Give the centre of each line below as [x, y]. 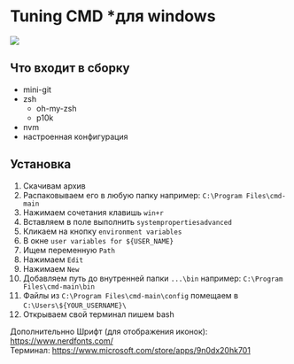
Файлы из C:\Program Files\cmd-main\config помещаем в [130, 295]
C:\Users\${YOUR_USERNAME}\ [74, 306]
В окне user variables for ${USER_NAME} [98, 240]
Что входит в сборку [70, 68]
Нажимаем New [51, 268]
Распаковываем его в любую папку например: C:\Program [132, 195]
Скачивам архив [54, 186]
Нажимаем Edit [53, 259]
